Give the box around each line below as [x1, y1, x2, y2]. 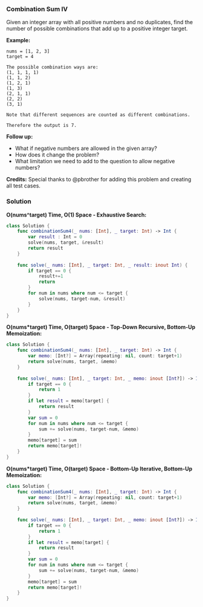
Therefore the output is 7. [6, 123, 77, 129]
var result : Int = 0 [28, 234, 83, 240]
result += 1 [38, 273, 63, 279]
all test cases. [6, 182, 41, 189]
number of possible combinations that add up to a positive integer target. [6, 25, 188, 32]
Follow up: [6, 133, 33, 140]
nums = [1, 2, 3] [6, 48, 50, 54]
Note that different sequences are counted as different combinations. [6, 112, 190, 118]
